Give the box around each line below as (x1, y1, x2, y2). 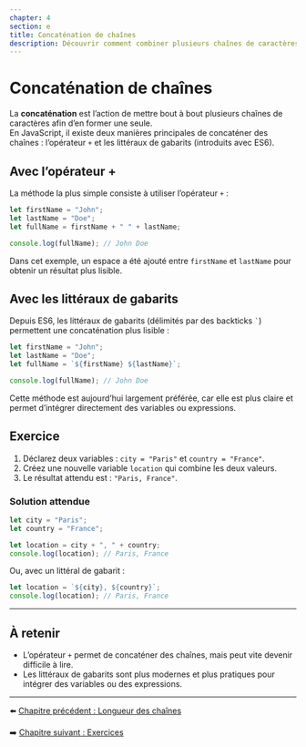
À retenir (9, 625, 61, 640)
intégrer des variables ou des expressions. (22, 678, 183, 689)
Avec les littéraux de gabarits (9, 291, 179, 306)
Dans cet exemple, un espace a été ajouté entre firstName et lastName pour (9, 255, 291, 266)
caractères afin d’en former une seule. (9, 118, 153, 128)
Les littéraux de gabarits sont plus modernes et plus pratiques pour (22, 669, 275, 680)
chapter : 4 (9, 13, 51, 23)
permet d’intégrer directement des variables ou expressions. (9, 402, 237, 413)
